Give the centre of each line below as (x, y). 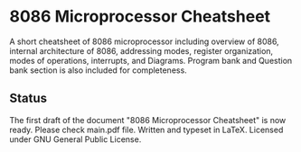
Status (28, 98)
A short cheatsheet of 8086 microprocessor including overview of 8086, (144, 41)
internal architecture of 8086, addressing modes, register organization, (141, 50)
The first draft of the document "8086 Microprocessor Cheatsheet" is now (148, 120)
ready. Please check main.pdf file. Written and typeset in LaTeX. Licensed (146, 130)
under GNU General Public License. (75, 139)
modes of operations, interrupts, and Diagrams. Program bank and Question (151, 60)
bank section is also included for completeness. (98, 70)
